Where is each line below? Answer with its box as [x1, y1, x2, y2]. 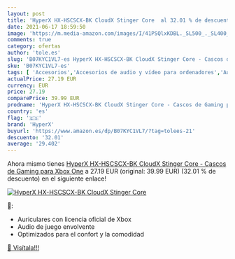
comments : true [7, 36, 52, 43]
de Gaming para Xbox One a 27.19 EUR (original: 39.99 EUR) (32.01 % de [7, 167, 216, 176]
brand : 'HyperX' [7, 120, 55, 128]
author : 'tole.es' [7, 50, 61, 57]
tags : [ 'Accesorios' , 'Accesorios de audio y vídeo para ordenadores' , [7, 69, 220, 76]
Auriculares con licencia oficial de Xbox [17, 215, 131, 224]
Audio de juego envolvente [17, 223, 95, 231]
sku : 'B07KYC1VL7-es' [7, 62, 71, 69]
